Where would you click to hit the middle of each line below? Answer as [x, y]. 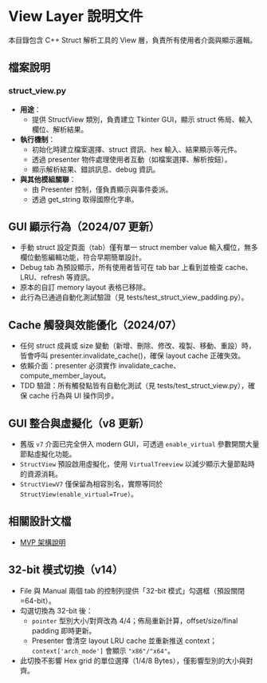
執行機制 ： [37, 139]
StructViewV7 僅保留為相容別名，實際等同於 [91, 484]
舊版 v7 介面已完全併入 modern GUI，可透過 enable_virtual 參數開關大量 [139, 444]
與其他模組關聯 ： [48, 179]
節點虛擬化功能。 [48, 454]
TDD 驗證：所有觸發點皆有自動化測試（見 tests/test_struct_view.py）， [134, 386]
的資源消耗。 [41, 474]
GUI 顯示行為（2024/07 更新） [84, 227]
